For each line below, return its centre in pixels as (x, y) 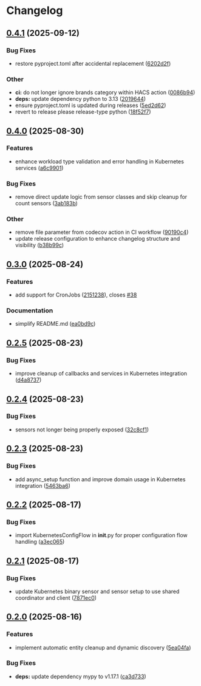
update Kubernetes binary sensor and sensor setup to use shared (97, 591)
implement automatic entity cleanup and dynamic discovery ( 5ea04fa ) (103, 647)
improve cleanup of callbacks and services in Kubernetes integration (101, 374)
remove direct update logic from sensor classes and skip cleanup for (101, 197)
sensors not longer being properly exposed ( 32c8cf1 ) (82, 430)
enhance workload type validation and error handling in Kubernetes (99, 161)
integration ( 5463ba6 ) (43, 485)
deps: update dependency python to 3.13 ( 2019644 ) (80, 99)
